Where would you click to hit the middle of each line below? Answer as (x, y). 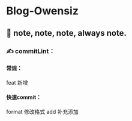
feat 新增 (17, 82)
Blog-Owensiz (43, 11)
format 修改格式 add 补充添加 (43, 111)
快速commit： (24, 97)
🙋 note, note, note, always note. (67, 33)
